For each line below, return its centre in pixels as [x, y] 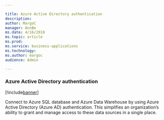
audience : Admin [22, 60]
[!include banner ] [22, 92]
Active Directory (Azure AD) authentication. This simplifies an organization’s [82, 107]
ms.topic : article [24, 37]
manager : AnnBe [21, 28]
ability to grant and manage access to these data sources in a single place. [81, 112]
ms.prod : [14, 42]
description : [18, 19]
